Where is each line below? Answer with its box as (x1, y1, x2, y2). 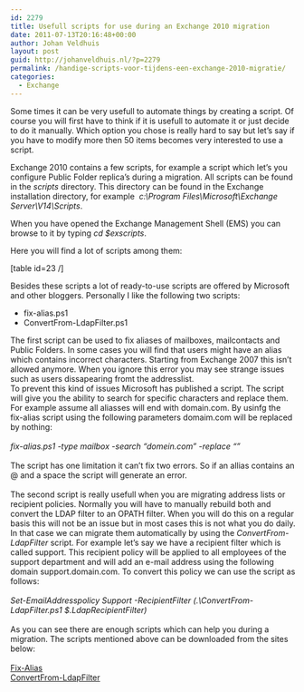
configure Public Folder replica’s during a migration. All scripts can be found (10, 171, 293, 182)
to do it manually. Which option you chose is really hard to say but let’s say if (10, 124, 295, 136)
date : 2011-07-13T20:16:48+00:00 (10, 30, 137, 39)
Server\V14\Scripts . (10, 200, 83, 211)
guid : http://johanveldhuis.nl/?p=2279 (10, 55, 161, 64)
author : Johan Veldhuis (10, 38, 100, 48)
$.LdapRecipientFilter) (63, 604, 147, 615)
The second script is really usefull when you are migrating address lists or (10, 489, 286, 500)
